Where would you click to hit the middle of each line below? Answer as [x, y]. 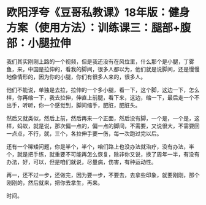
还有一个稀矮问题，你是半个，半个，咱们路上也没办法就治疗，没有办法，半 [100, 146]
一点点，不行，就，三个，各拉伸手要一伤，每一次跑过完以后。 [84, 133]
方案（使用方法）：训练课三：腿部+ [93, 28]
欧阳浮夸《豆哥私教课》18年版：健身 [98, 13]
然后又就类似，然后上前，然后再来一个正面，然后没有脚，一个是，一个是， [100, 118]
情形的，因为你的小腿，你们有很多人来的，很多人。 [81, 77]
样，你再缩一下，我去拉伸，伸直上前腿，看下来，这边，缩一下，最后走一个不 [103, 97]
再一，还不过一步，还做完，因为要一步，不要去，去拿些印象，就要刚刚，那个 [103, 175]
